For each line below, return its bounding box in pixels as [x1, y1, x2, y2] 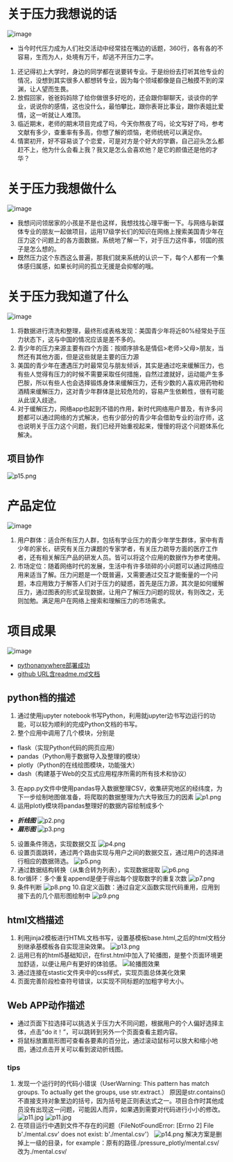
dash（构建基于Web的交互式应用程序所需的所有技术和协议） [17, 770, 191, 778]
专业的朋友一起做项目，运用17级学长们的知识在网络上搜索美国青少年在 [23, 227, 224, 236]
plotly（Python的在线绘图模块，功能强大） [17, 761, 139, 770]
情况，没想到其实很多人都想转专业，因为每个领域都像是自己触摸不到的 [17, 76, 218, 84]
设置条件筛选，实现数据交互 [17, 840, 97, 848]
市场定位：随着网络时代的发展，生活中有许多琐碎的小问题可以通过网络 [17, 562, 218, 570]
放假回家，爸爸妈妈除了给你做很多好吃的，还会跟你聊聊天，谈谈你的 [17, 93, 212, 101]
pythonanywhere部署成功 [17, 661, 90, 669]
